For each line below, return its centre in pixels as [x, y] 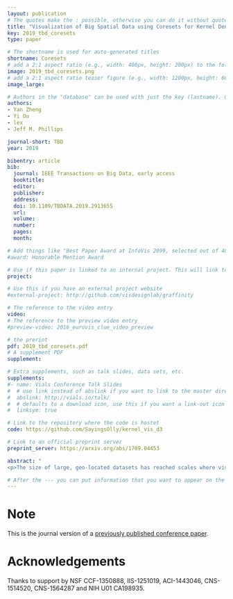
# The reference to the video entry [60, 308]
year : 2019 [23, 148]
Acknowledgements [67, 562]
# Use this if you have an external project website [85, 289]
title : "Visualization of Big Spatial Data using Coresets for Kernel [111, 26]
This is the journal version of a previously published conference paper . [108, 534]
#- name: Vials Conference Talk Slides [65, 384]
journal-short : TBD [35, 142]
